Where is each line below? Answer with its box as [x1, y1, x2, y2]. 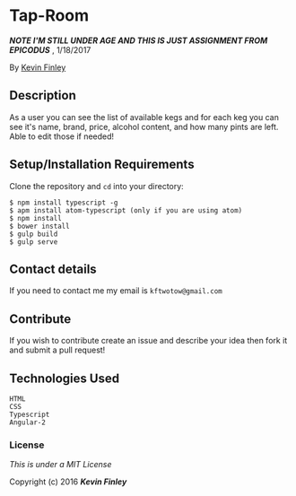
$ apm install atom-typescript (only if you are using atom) [9, 205, 243, 215]
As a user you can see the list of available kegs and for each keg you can [9, 111, 280, 122]
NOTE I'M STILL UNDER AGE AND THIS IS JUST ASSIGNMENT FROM [9, 35, 268, 46]
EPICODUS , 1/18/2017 [9, 44, 91, 55]
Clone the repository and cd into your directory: [9, 180, 184, 191]
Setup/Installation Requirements [9, 157, 195, 172]
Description [9, 88, 76, 103]
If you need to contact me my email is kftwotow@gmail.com [9, 285, 222, 296]
